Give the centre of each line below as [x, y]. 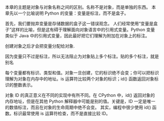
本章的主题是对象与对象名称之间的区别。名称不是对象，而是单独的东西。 [78, 7]
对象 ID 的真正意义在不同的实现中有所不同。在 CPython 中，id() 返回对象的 [80, 95]
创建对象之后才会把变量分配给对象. [40, 46]
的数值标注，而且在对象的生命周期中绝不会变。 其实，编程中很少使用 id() [78, 107]
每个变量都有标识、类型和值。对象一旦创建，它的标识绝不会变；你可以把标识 [82, 73]
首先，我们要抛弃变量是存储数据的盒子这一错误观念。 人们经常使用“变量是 [79, 24]
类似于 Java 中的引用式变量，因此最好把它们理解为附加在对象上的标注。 [77, 36]
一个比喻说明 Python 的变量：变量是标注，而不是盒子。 [73, 13]
